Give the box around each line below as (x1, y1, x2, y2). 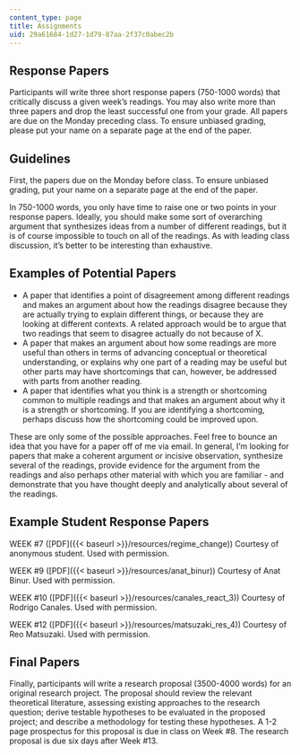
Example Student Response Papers (9, 514, 210, 530)
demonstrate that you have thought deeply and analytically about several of (9, 478, 288, 489)
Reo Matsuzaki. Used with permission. (9, 628, 150, 639)
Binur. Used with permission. (9, 575, 116, 585)
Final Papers (9, 654, 81, 670)
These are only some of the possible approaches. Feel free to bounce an (9, 431, 278, 442)
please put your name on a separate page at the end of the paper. (9, 125, 253, 136)
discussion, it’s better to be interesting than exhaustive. (9, 240, 213, 250)
